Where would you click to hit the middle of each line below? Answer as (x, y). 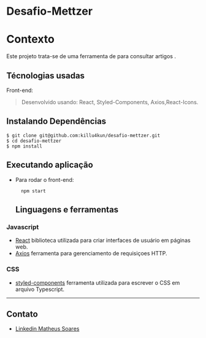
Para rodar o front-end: (44, 179)
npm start (33, 191)
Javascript (23, 227)
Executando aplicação (50, 165)
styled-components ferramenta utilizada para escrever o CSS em (97, 282)
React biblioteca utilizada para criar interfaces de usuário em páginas (103, 241)
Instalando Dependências (56, 122)
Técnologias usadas (45, 76)
